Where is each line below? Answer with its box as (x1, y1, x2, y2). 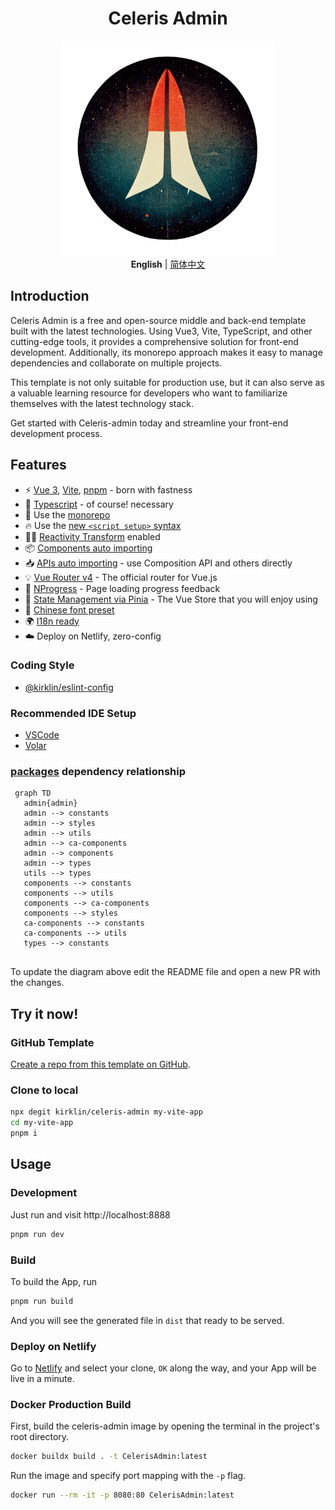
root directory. (10, 1431, 70, 1443)
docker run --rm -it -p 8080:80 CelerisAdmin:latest (10, 1490, 235, 1501)
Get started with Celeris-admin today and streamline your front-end (10, 417, 289, 429)
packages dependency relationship (10, 765, 186, 779)
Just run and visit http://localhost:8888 (10, 1208, 171, 1221)
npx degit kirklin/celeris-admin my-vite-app (10, 1107, 203, 1117)
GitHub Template (10, 1035, 95, 1049)
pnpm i (10, 1128, 38, 1139)
